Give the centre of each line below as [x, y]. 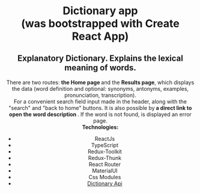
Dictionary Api [105, 183]
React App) [100, 36]
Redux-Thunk [105, 158]
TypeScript [105, 145]
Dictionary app [100, 11]
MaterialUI [105, 170]
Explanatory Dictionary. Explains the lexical [100, 59]
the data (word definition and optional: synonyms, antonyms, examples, [100, 88]
